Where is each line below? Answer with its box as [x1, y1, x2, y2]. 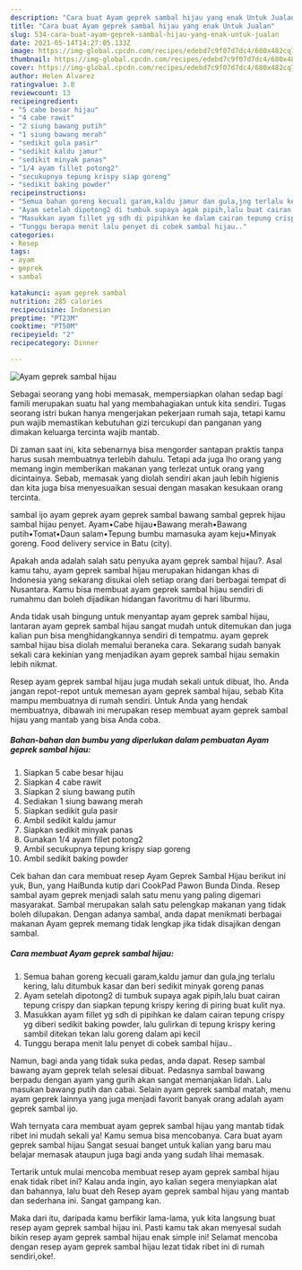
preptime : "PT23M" [10, 314, 79, 323]
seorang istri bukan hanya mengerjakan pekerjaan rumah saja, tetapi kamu [10, 407, 286, 418]
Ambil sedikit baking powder [22, 853, 129, 864]
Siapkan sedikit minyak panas [22, 824, 134, 835]
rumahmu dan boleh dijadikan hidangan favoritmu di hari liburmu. [10, 593, 251, 604]
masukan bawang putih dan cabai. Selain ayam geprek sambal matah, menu [10, 1084, 291, 1095]
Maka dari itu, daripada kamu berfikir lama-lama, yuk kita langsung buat [10, 1212, 276, 1223]
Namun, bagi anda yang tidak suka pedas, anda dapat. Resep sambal [10, 1055, 265, 1066]
